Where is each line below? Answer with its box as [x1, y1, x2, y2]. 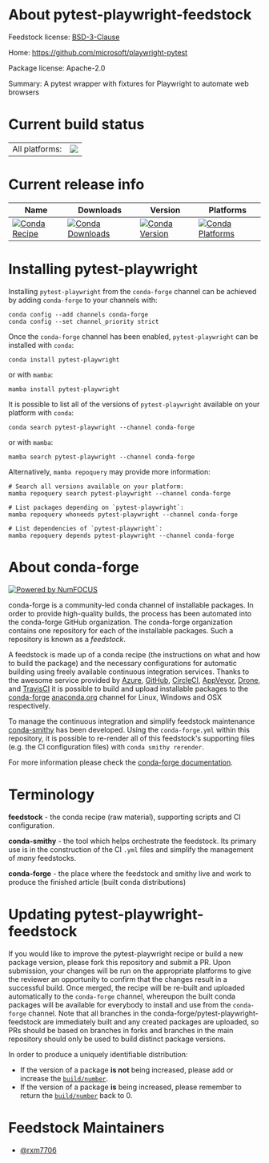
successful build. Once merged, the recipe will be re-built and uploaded [8, 983, 246, 992]
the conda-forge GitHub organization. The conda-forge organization [8, 617, 234, 627]
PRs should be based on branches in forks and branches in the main [8, 1025, 234, 1035]
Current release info [8, 176, 145, 194]
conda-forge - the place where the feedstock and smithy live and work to [8, 868, 251, 878]
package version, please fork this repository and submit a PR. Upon [8, 957, 231, 967]
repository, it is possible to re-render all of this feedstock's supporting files [8, 733, 255, 743]
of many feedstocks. [8, 853, 77, 862]
